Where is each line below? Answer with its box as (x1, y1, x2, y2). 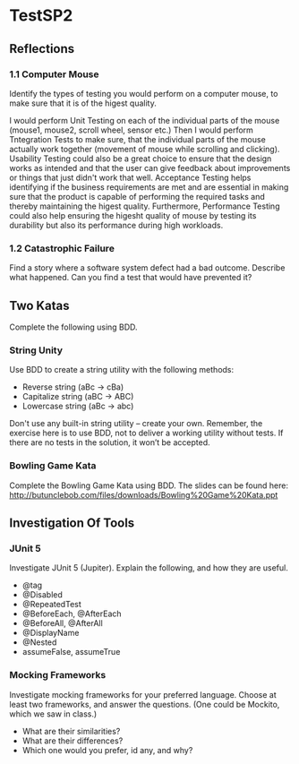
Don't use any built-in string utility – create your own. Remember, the (9, 418, 263, 429)
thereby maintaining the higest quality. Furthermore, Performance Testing (9, 201, 280, 211)
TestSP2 (9, 5, 73, 26)
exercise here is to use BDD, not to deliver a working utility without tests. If (9, 427, 284, 439)
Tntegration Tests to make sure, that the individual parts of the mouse (9, 133, 266, 144)
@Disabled (21, 589, 63, 600)
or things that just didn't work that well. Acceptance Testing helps (9, 172, 252, 183)
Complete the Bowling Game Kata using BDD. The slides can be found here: (9, 480, 289, 491)
